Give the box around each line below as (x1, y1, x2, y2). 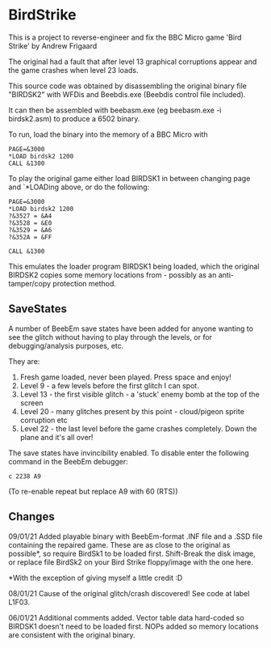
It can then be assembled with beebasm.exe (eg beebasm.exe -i (8, 105, 222, 115)
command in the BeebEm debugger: (8, 456, 129, 466)
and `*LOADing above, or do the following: (8, 182, 150, 192)
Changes (8, 510, 55, 523)
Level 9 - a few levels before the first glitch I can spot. (19, 380, 199, 390)
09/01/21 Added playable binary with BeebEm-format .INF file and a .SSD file (8, 532, 263, 541)
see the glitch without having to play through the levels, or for (8, 332, 212, 341)
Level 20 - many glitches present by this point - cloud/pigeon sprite (19, 406, 244, 416)
